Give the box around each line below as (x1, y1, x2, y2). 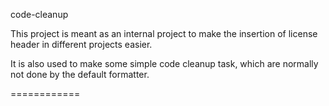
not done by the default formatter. (10, 69, 150, 80)
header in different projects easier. (10, 39, 153, 50)
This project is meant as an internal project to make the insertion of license (10, 28, 318, 39)
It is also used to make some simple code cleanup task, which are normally (10, 58, 319, 69)
